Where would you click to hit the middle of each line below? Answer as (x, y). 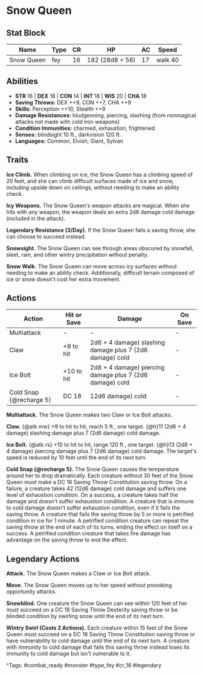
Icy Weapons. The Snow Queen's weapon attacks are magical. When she (98, 205)
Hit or (74, 315)
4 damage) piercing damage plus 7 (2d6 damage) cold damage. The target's (101, 451)
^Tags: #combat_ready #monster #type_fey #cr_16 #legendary (84, 665)
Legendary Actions (43, 559)
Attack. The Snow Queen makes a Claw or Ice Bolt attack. (79, 573)
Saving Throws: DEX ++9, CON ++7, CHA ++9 (73, 102)
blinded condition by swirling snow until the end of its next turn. (85, 616)
